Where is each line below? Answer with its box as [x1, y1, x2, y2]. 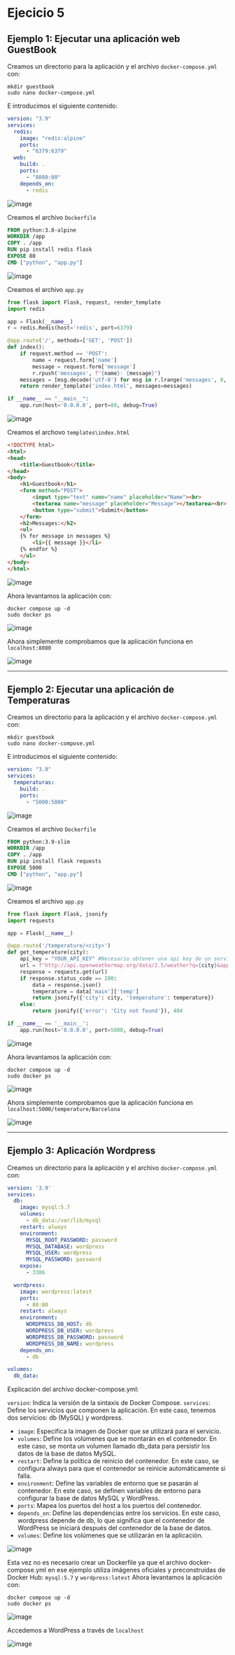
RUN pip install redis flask [7, 246, 92, 253]
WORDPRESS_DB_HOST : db [25, 1321, 92, 1328]
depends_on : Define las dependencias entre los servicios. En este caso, [17, 1509, 221, 1517]
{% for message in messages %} [20, 533, 111, 540]
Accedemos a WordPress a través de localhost [7, 1626, 144, 1635]
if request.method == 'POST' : [20, 350, 108, 357]
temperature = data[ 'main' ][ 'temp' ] [32, 988, 139, 995]
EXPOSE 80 [7, 253, 36, 260]
